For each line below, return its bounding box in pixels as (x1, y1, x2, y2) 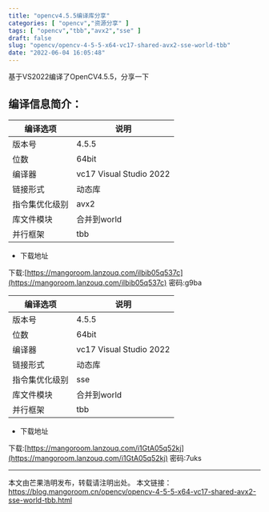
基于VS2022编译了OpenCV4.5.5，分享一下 (8, 72, 150, 81)
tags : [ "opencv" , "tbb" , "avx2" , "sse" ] (8, 26, 142, 34)
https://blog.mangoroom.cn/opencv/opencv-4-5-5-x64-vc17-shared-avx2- (8, 486, 256, 496)
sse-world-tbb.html (8, 495, 73, 505)
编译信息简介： (8, 98, 82, 111)
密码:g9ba (168, 278, 203, 287)
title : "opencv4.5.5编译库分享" (8, 11, 110, 20)
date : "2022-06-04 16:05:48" (8, 49, 106, 57)
